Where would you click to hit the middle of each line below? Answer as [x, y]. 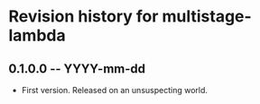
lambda [37, 35]
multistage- [207, 17]
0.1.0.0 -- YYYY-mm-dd [77, 69]
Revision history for [84, 17]
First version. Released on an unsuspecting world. [115, 90]
